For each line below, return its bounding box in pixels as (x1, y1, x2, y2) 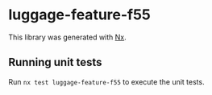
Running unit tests (8, 56, 102, 69)
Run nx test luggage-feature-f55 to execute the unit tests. (8, 76, 205, 86)
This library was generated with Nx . (8, 32, 127, 42)
